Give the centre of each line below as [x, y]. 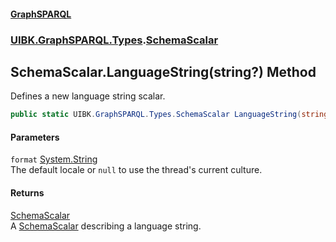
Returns [27, 193]
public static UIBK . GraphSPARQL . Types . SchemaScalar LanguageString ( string [169, 115]
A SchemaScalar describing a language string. [106, 226]
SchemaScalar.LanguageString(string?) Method [163, 71]
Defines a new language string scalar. [88, 96]
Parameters [35, 137]
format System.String [54, 159]
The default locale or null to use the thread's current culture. [136, 170]
